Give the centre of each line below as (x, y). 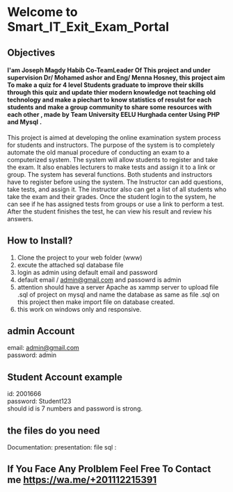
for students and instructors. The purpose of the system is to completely (111, 145)
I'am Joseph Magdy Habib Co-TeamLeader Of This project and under (109, 70)
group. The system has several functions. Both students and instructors (110, 174)
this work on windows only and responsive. (79, 309)
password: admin (32, 355)
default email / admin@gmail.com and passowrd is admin (99, 280)
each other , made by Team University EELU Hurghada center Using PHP (114, 115)
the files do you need (54, 430)
